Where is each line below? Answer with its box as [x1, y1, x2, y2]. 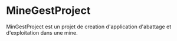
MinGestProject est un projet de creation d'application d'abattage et [6, 23, 172, 30]
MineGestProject [6, 4, 91, 17]
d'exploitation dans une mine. [6, 29, 78, 36]
